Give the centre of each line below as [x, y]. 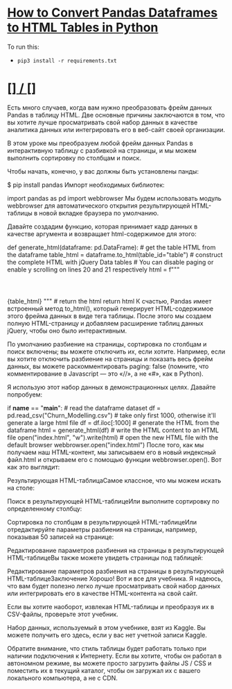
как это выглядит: [34, 467]
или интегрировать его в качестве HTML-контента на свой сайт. [102, 593]
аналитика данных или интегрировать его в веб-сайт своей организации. [116, 129]
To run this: [23, 47]
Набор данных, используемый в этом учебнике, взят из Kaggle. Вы [107, 627]
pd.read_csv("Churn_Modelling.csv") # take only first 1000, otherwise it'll [111, 415]
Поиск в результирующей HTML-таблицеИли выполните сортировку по [113, 501]
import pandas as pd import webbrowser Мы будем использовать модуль [114, 198]
